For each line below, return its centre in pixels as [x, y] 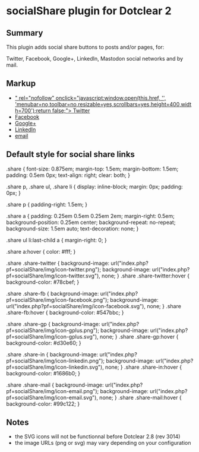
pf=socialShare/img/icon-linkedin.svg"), [55, 367]
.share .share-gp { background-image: [53, 324]
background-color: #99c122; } [43, 404]
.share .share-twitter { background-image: [58, 263]
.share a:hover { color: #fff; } [41, 251]
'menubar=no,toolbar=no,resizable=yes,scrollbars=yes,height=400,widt [103, 104]
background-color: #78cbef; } [43, 282]
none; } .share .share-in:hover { [143, 367]
